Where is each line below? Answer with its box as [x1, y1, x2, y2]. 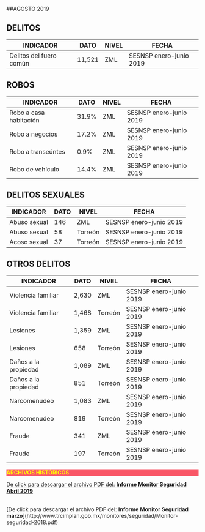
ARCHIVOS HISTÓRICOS [6, 469, 70, 476]
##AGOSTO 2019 [6, 6, 49, 12]
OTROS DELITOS [6, 258, 71, 269]
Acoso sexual [9, 238, 48, 247]
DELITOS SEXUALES [6, 190, 85, 200]
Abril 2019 [6, 487, 34, 495]
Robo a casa [9, 108, 45, 117]
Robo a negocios [9, 130, 58, 138]
